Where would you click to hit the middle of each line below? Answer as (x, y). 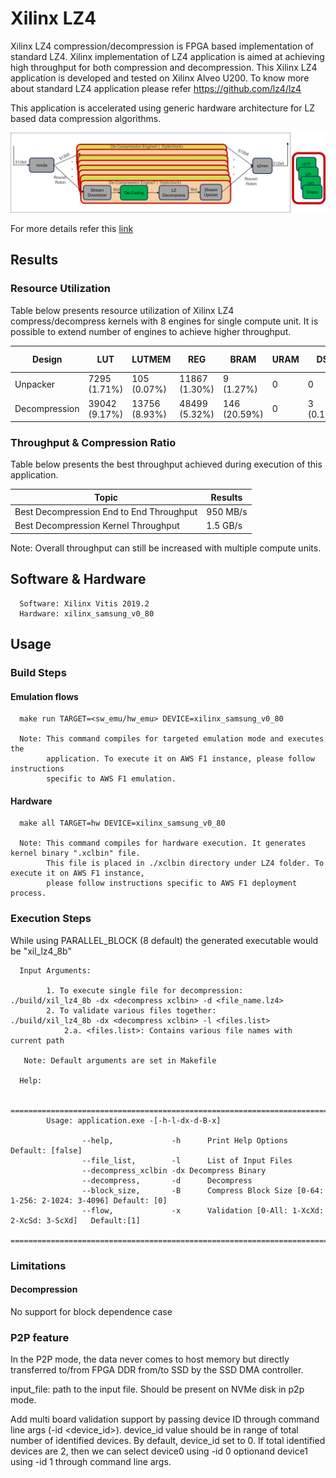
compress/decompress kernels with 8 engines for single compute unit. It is (164, 321)
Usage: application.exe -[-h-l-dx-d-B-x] (134, 1120)
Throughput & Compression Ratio (93, 443)
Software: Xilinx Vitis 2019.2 (84, 603)
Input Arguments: (55, 970)
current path (37, 1040)
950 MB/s (227, 512)
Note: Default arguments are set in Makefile (120, 1060)
